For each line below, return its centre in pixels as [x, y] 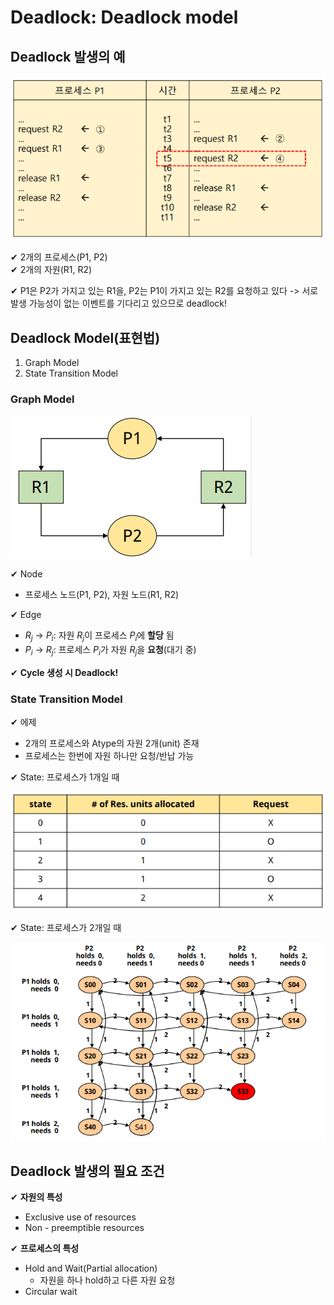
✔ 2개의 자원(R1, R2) [51, 270]
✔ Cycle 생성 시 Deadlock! [64, 672]
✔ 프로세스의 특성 [45, 1248]
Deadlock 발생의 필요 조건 [87, 1171]
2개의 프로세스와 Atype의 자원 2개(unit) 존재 [112, 743]
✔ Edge [26, 615]
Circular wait [51, 1292]
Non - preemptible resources [84, 1228]
